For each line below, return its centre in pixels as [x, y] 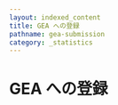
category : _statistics [51, 42]
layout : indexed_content [55, 17]
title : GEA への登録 [44, 26]
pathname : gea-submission [57, 34]
